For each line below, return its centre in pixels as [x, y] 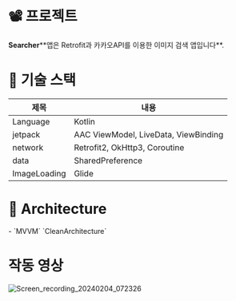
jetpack [26, 134]
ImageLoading [39, 173]
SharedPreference [108, 160]
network [28, 147]
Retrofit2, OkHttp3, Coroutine [129, 147]
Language [31, 121]
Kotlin [85, 121]
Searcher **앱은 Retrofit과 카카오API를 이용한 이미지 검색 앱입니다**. [116, 45]
